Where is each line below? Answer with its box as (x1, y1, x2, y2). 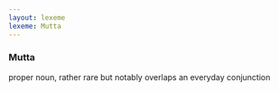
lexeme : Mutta (8, 22, 62, 31)
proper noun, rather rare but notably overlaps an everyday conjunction (8, 71, 271, 82)
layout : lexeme (8, 13, 66, 23)
